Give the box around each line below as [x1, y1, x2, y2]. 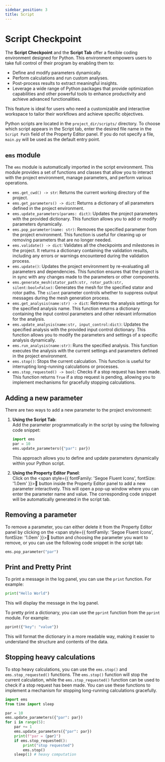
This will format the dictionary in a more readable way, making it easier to [5, 633, 155, 639]
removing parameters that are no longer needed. [12, 237, 112, 243]
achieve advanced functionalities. [12, 96, 81, 102]
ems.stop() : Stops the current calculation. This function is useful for [12, 358, 151, 364]
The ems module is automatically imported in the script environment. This [5, 164, 154, 170]
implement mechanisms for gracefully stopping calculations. [12, 379, 136, 385]
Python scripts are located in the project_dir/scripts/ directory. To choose [5, 121, 161, 127]
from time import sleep [5, 701, 55, 706]
